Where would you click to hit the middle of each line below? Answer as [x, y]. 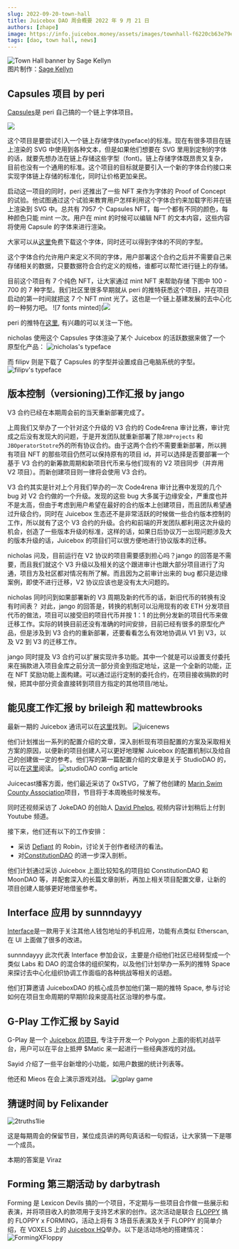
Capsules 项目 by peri [56, 93]
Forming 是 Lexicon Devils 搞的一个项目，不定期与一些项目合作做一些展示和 [118, 1203]
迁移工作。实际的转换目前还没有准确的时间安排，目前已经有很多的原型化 [113, 623]
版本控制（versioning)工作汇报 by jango [96, 394]
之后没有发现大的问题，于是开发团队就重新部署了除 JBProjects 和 [108, 436]
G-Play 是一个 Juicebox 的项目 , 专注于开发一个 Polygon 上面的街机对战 [111, 1040]
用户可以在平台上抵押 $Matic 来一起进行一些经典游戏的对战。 [110, 1049]
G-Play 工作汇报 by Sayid [63, 1021]
